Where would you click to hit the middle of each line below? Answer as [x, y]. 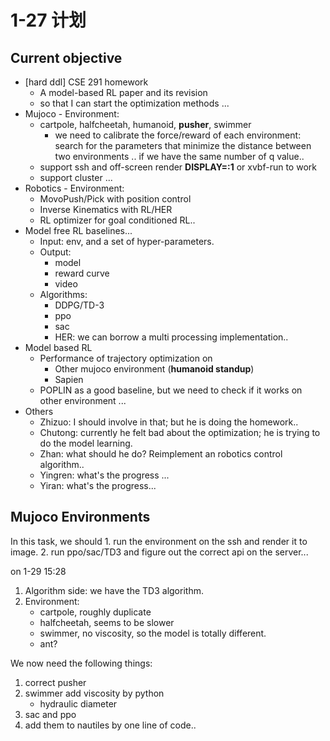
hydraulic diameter [78, 703]
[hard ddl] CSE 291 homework [86, 82]
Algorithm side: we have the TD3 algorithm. [114, 590]
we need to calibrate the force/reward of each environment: [178, 135]
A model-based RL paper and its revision [123, 92]
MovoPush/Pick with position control [115, 199]
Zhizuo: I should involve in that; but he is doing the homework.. [169, 422]
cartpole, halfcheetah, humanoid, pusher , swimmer [145, 124]
